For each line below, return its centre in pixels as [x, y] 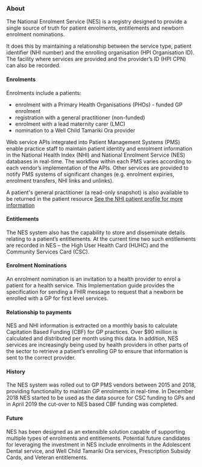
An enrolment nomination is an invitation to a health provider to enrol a [93, 279]
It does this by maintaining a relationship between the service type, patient [99, 46]
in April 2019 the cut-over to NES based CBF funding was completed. [92, 404]
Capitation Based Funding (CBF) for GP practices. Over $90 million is [92, 332]
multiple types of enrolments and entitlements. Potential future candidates [98, 438]
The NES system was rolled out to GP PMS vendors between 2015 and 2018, [101, 385]
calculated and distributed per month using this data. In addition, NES [93, 338]
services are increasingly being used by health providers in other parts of [97, 345]
